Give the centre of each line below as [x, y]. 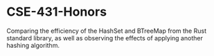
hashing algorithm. [33, 45]
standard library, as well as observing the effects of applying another [105, 38]
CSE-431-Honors [57, 12]
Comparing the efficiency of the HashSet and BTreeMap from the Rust [107, 31]
